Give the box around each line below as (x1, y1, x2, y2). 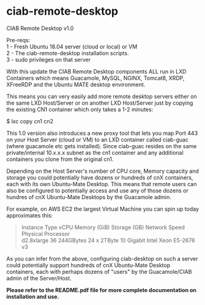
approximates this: (6, 211, 53, 219)
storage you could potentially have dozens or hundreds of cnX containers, (6, 173, 193, 181)
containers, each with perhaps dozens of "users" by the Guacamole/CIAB (6, 268, 192, 275)
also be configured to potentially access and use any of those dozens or (6, 187, 188, 194)
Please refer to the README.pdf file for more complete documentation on (6, 286, 197, 293)
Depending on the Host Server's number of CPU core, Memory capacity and (6, 167, 199, 175)
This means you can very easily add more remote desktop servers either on (6, 92, 197, 100)
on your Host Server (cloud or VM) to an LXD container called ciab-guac (6, 136, 188, 143)
